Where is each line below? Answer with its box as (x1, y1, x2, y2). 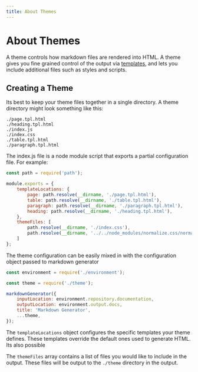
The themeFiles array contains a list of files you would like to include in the (6, 353, 187, 360)
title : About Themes (6, 8, 57, 15)
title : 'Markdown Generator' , (16, 307, 91, 313)
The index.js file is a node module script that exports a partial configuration (6, 153, 189, 160)
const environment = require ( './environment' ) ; (6, 269, 126, 275)
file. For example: (6, 159, 48, 166)
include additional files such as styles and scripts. (6, 66, 127, 73)
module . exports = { (6, 181, 54, 187)
